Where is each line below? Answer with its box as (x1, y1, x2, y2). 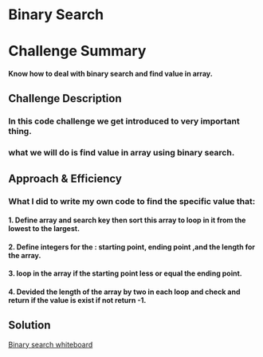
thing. (8, 126, 32, 137)
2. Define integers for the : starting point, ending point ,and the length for (8, 241, 256, 252)
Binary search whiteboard (8, 339, 93, 349)
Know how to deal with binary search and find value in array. (8, 69, 213, 78)
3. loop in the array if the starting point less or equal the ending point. (8, 269, 243, 278)
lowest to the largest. (8, 224, 80, 233)
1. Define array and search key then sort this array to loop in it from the (8, 215, 246, 225)
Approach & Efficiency (8, 171, 122, 185)
